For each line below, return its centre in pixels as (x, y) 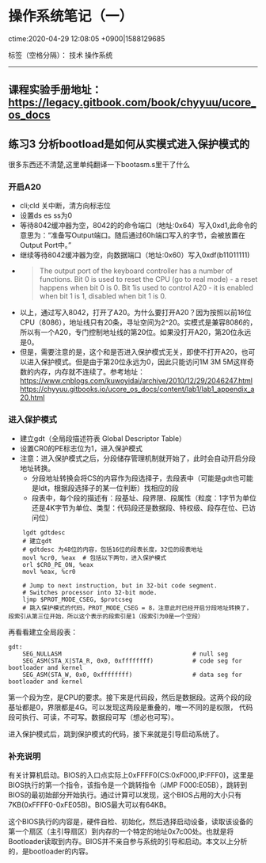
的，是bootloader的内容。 (50, 851)
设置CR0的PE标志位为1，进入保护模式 (81, 448)
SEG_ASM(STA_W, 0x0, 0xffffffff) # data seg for (133, 675)
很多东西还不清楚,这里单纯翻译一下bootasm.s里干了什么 (99, 165)
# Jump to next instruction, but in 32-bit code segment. (120, 585)
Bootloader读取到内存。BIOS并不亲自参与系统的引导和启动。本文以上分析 (128, 842)
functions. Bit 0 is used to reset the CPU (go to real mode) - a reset (148, 279)
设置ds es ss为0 (46, 215)
